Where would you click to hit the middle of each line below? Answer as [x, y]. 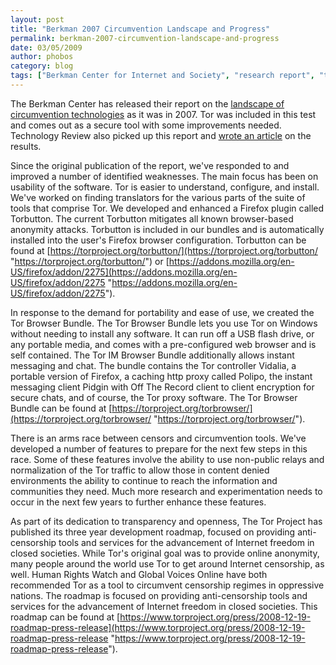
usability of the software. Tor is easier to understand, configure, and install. [165, 187]
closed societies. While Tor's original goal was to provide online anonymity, [165, 553]
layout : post [37, 19]
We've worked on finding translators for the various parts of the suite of [158, 197]
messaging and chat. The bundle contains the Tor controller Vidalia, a [153, 365]
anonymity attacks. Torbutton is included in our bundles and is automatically [167, 229]
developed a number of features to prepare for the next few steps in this [159, 448]
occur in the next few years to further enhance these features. [138, 502]
